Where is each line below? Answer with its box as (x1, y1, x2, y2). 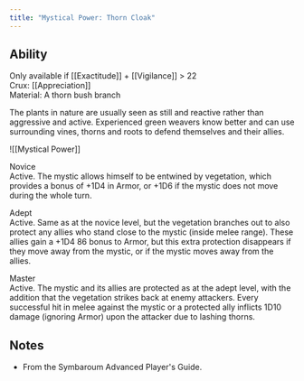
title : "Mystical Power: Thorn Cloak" (9, 13, 156, 23)
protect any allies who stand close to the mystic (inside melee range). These (9, 227, 294, 237)
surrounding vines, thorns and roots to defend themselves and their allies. (9, 126, 285, 137)
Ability (9, 47, 48, 62)
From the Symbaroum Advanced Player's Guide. (22, 362, 203, 373)
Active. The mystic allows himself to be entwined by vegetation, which (9, 171, 272, 181)
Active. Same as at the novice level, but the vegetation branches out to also (9, 218, 290, 228)
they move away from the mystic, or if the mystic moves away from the (9, 246, 274, 257)
